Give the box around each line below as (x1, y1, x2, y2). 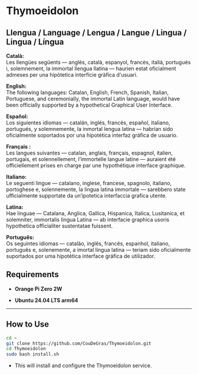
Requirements (6, 269, 59, 279)
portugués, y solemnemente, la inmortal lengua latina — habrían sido (6, 126, 173, 132)
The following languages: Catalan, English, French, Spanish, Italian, (6, 89, 169, 96)
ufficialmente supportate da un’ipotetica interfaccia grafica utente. (6, 192, 167, 199)
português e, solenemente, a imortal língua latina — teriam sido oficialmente (6, 246, 192, 253)
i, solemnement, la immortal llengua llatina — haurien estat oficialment (6, 65, 177, 72)
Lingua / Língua (6, 37, 64, 47)
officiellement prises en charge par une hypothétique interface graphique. (6, 162, 186, 169)
